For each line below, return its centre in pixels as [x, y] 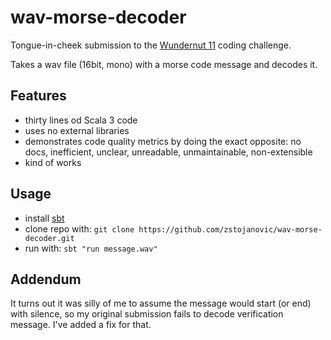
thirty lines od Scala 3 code [81, 120]
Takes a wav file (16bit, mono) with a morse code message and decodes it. [164, 64]
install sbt [44, 218]
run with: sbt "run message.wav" [91, 248]
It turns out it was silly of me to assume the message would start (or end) [161, 303]
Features [38, 96]
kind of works [53, 162]
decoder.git [49, 238]
